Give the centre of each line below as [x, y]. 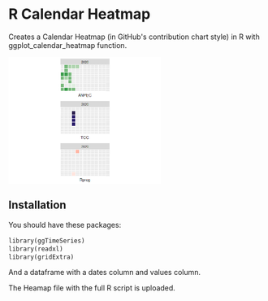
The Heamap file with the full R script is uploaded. [92, 288]
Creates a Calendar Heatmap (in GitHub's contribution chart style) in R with [134, 37]
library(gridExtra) [41, 257]
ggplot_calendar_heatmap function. [68, 45]
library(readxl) [36, 249]
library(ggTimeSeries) [47, 241]
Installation [37, 205]
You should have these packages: [65, 225]
